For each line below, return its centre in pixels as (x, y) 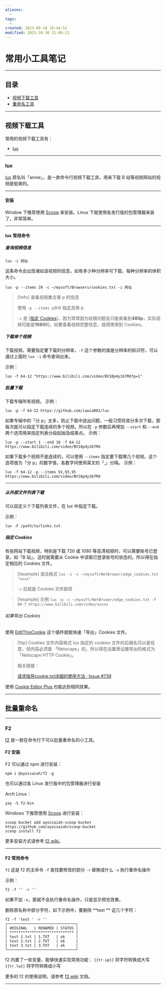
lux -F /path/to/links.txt (33, 526)
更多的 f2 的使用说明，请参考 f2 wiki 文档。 (49, 977)
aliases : (14, 10)
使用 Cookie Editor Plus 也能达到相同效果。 (49, 687)
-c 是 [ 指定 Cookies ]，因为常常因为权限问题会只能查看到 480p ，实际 (87, 318)
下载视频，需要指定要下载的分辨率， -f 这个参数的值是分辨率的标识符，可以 (82, 350)
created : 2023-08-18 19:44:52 (36, 28)
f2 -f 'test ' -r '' (26, 920)
